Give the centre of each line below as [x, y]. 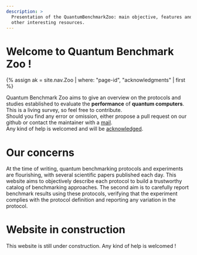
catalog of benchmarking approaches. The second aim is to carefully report [97, 188]
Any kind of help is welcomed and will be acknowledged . [75, 129]
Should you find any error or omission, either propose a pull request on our [96, 116]
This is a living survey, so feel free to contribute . [64, 110]
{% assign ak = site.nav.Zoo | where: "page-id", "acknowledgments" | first [96, 80]
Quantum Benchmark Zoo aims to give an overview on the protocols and [94, 98]
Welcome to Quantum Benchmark [90, 51]
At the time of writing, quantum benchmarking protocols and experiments [95, 169]
